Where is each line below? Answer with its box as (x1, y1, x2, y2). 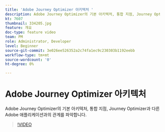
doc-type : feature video (5, 30, 56, 35)
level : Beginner (5, 44, 38, 48)
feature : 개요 (5, 25, 32, 30)
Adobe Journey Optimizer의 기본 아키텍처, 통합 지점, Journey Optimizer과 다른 (5, 106, 160, 111)
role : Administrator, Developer (5, 39, 71, 44)
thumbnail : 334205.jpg (5, 21, 52, 26)
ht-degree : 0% (5, 62, 34, 66)
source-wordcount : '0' (5, 57, 52, 62)
